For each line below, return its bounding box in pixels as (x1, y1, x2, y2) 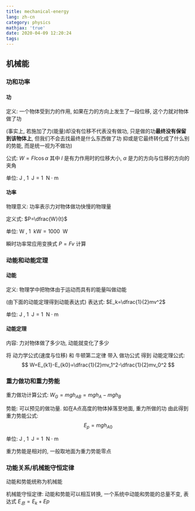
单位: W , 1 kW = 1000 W (6, 228, 68, 235)
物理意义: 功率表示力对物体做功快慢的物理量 (6, 203, 112, 210)
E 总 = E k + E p (17, 498, 50, 506)
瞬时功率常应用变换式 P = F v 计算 (6, 240, 86, 247)
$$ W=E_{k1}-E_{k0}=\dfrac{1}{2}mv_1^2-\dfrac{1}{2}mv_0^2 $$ (21, 361, 175, 369)
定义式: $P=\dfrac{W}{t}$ (6, 215, 68, 222)
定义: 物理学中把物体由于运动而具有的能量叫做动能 (6, 286, 127, 293)
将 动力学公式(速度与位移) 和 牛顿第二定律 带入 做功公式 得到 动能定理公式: (6, 352, 185, 359)
